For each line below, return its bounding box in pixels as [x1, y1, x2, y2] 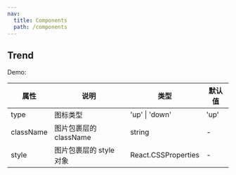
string [129, 127, 150, 137]
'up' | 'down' [129, 110, 172, 119]
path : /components [13, 23, 68, 30]
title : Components [13, 17, 68, 24]
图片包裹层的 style [54, 145, 114, 155]
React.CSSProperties [129, 150, 200, 160]
